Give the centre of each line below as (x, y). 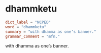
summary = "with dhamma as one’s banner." (51, 32)
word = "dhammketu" (26, 27)
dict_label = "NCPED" (28, 22)
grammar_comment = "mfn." (32, 36)
